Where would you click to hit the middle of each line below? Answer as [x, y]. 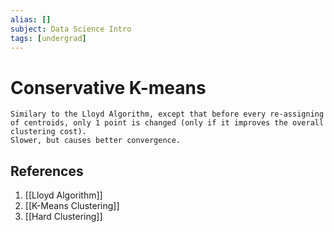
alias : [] [31, 19]
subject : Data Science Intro [71, 29]
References [47, 171]
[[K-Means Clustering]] [72, 206]
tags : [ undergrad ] [48, 38]
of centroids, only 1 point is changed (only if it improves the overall [167, 123]
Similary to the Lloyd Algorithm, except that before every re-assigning [167, 114]
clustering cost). [48, 132]
